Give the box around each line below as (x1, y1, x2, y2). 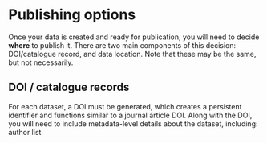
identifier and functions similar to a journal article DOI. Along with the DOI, (8, 110, 253, 120)
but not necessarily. (8, 58, 74, 67)
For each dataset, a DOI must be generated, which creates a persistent (8, 101, 242, 111)
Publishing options (8, 6, 136, 24)
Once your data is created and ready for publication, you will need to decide (8, 32, 260, 42)
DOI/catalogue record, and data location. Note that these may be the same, (8, 49, 257, 58)
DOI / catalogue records (8, 81, 130, 94)
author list (8, 127, 42, 137)
